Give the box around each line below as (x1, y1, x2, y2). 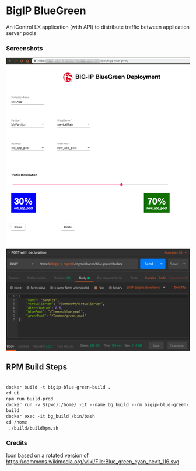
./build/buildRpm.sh (8, 425, 59, 431)
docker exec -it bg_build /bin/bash (6, 413, 95, 419)
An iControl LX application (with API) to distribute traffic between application (6, 23, 190, 30)
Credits (6, 438, 27, 446)
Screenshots (6, 44, 43, 52)
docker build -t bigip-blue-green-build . (6, 384, 111, 390)
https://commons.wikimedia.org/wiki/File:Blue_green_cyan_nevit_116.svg (6, 458, 180, 465)
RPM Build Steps (6, 362, 68, 372)
